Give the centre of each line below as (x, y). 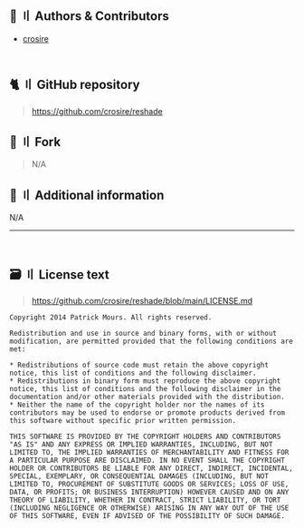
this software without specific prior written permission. (123, 421)
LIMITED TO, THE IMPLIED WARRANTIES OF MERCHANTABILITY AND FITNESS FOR (149, 453)
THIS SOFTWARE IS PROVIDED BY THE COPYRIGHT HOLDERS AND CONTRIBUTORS (145, 437)
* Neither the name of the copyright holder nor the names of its (137, 405)
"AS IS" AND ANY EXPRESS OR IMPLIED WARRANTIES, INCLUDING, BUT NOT (141, 445)
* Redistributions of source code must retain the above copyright (139, 366)
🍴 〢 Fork (35, 142)
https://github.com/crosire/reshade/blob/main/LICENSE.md (142, 301)
